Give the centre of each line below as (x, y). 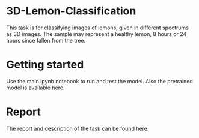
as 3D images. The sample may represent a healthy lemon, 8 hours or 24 (96, 34)
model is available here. (35, 88)
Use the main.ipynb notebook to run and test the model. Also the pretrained (100, 81)
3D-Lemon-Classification (71, 11)
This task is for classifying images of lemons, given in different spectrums (98, 28)
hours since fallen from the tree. (46, 40)
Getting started (45, 65)
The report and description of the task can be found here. (78, 128)
